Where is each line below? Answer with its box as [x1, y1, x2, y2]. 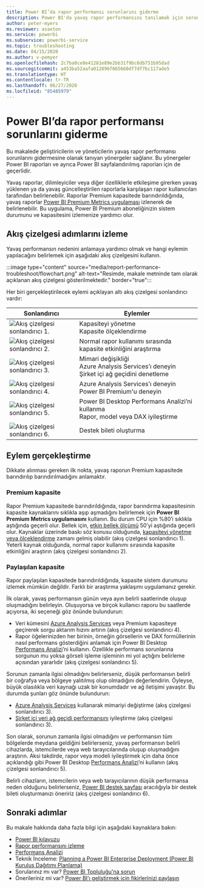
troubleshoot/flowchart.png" [6, 269, 78, 277]
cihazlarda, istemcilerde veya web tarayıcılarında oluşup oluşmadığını [6, 746, 180, 753]
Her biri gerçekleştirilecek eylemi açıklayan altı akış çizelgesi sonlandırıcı [6, 288, 188, 296]
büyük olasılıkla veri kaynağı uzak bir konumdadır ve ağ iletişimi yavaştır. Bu [6, 683, 195, 691]
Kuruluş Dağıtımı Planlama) [15, 861, 83, 868]
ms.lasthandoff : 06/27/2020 [6, 83, 78, 89]
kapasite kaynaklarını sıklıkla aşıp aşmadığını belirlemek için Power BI [6, 508, 180, 516]
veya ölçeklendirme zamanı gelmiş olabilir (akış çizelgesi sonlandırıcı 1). [6, 535, 185, 542]
